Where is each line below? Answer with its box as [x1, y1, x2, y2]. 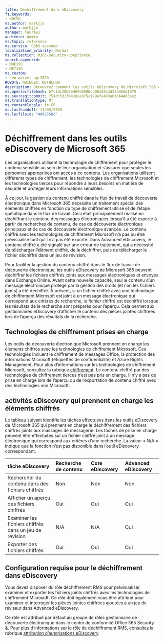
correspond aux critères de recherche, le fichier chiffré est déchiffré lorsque [5, 298, 159, 304]
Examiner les [7, 515, 37, 522]
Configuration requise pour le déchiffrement [5, 564, 143, 572]
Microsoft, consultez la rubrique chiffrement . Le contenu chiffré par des [5, 366, 149, 372]
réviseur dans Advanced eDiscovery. [5, 605, 79, 611]
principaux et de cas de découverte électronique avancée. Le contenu [5, 226, 146, 232]
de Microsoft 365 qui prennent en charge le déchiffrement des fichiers [5, 422, 147, 428]
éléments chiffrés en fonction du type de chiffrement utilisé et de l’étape [5, 205, 150, 211]
